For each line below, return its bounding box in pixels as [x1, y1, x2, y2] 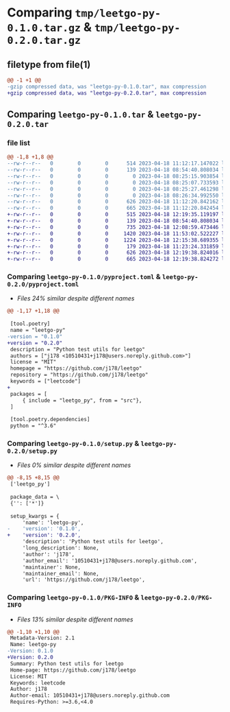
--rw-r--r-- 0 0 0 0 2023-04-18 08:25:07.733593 [7, 179, 219, 186]
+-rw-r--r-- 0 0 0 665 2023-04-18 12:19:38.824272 [7, 256, 219, 263]
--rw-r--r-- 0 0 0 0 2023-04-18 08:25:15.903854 [7, 173, 219, 180]
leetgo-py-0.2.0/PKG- [140, 594, 213, 602]
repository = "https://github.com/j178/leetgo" [10, 372, 149, 379]
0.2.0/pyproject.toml [7, 281, 79, 289]
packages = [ [10, 390, 48, 397]
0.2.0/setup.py [7, 447, 58, 455]
